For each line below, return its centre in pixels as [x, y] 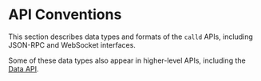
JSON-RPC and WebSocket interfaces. [72, 44]
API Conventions [65, 15]
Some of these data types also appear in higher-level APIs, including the [127, 60]
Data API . [24, 68]
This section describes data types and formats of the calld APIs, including [131, 37]
